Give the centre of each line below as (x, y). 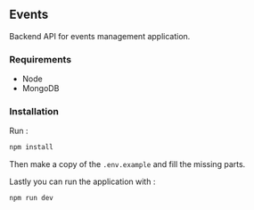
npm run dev (31, 198)
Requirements (41, 59)
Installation (34, 112)
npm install (31, 147)
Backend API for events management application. (100, 36)
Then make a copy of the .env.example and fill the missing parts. (127, 164)
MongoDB (41, 88)
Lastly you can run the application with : (82, 181)
